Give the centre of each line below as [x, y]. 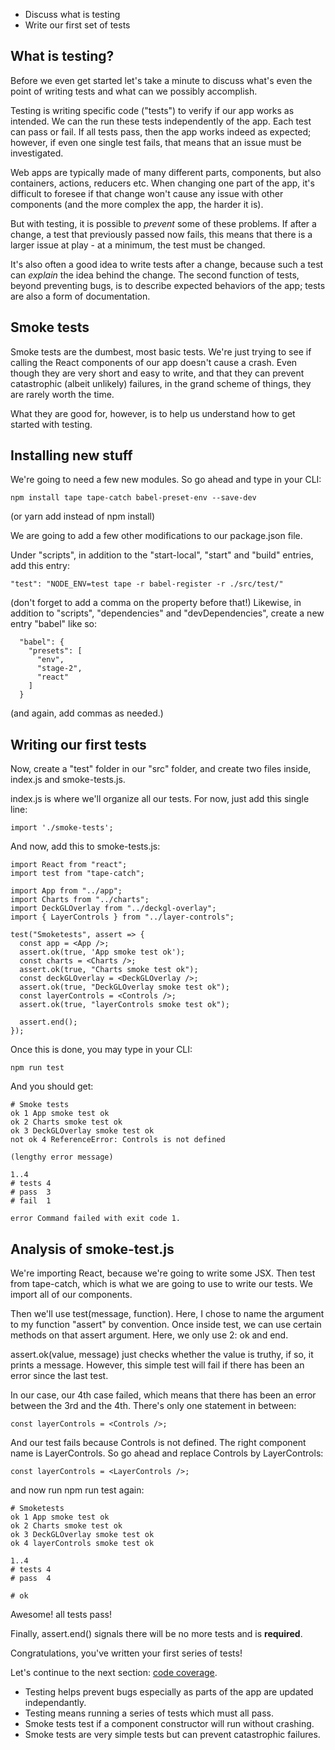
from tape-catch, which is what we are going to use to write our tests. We [161, 1284]
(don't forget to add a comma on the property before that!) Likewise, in [156, 603]
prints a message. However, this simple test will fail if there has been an [157, 1365]
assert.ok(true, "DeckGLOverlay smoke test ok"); [124, 987]
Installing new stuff [71, 455]
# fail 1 [31, 1201]
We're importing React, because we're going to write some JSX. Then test [163, 1273]
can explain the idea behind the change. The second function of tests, [155, 275]
